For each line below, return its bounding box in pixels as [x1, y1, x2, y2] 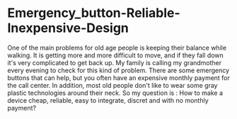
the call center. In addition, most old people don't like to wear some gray [7, 81, 218, 89]
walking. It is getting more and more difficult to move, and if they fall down [7, 51, 224, 59]
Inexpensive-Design [7, 20, 129, 36]
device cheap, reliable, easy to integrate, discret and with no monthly [7, 96, 209, 104]
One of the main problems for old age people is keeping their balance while [7, 43, 227, 52]
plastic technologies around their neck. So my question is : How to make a [7, 89, 223, 97]
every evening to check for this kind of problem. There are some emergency [7, 66, 230, 74]
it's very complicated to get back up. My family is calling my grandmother [7, 58, 222, 67]
